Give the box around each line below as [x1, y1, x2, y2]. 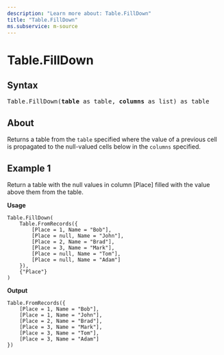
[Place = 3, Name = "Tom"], [19, 330, 99, 336]
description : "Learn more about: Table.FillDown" [7, 10, 152, 17]
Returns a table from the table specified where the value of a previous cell [7, 135, 217, 144]
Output [7, 286, 28, 295]
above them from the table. [7, 188, 84, 196]
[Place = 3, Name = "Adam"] [19, 336, 99, 343]
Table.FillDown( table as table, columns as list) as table [7, 97, 210, 106]
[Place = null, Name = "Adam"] [32, 256, 121, 263]
